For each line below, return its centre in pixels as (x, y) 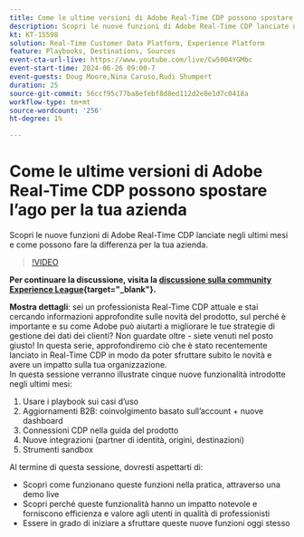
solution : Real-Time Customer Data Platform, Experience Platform (137, 43)
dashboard (43, 421)
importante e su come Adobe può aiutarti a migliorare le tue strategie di (142, 326)
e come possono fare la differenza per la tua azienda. (109, 245)
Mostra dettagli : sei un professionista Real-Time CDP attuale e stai (134, 307)
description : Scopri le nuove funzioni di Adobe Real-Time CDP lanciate (149, 26)
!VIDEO (45, 263)
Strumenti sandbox (57, 450)
